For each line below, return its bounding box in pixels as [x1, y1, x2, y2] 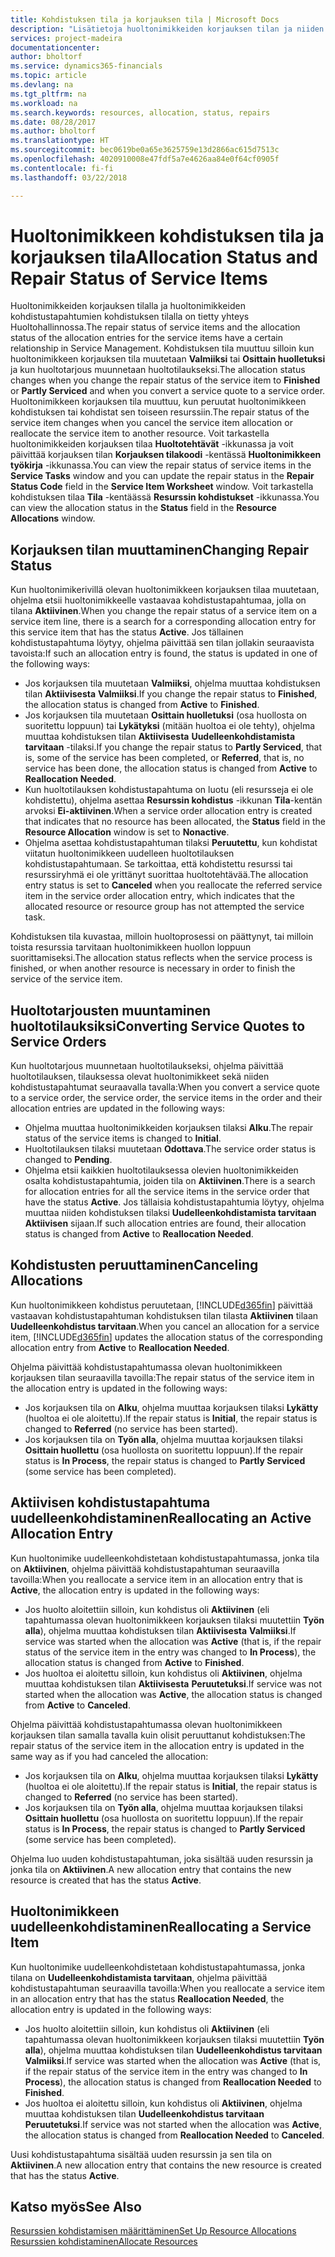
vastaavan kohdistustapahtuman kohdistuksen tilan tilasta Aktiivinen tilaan [10, 1309, 319, 1321]
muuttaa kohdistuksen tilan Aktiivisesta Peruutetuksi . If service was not [24, 1677, 322, 1690]
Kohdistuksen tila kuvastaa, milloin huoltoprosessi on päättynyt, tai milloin [10, 931, 314, 943]
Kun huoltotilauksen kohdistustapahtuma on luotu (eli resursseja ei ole [24, 784, 314, 796]
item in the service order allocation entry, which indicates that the [24, 890, 295, 902]
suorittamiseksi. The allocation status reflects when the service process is [10, 952, 313, 964]
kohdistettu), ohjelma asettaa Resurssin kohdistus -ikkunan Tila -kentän [24, 794, 323, 806]
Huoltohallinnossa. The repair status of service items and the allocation [10, 321, 301, 333]
